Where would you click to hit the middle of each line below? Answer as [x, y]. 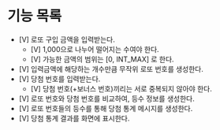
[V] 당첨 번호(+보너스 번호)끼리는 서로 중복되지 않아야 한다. [121, 88]
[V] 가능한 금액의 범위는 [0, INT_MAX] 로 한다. [102, 59]
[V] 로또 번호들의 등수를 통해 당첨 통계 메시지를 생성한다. [106, 108]
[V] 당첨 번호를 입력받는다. [60, 79]
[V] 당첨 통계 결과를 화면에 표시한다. [74, 118]
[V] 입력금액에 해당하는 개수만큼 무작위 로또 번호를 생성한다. [111, 69]
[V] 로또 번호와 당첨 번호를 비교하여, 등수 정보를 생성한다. [106, 98]
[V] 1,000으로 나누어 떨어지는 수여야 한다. [95, 49]
